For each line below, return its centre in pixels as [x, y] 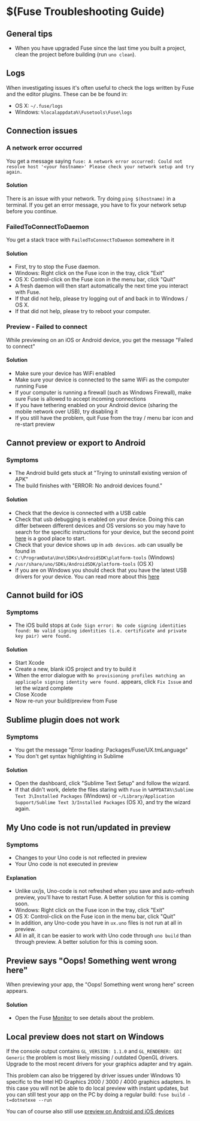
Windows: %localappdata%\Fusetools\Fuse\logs [74, 112]
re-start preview [35, 424]
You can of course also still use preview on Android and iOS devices [90, 1111]
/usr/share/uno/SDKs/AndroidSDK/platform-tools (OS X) [84, 563]
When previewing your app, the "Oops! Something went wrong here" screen [100, 984]
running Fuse [31, 386]
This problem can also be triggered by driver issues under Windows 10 [93, 1075]
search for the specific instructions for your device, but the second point [104, 532]
